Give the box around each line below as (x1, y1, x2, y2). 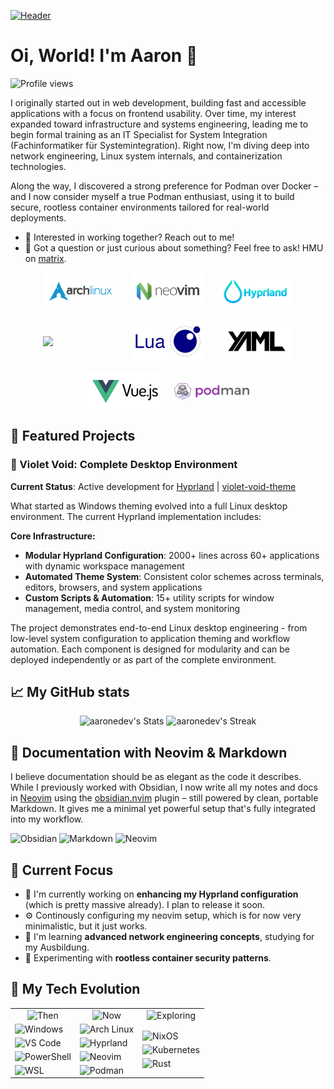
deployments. (10, 211, 67, 224)
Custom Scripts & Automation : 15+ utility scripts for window (24, 591, 275, 604)
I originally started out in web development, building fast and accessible (10, 96, 307, 109)
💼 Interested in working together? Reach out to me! (24, 231, 235, 243)
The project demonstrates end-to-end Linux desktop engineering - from (10, 621, 308, 634)
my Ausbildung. (24, 941, 90, 954)
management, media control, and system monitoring (24, 602, 241, 614)
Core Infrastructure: (10, 530, 96, 542)
